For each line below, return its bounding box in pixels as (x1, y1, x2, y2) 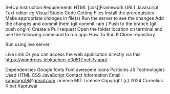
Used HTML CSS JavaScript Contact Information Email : (5, 72, 123, 78)
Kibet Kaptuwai (5, 83, 37, 89)
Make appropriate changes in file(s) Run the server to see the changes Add (5, 15, 164, 21)
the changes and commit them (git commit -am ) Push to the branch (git (5, 20, 157, 27)
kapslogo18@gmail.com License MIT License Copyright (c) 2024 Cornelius (5, 78, 163, 83)
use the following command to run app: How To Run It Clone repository (5, 32, 155, 37)
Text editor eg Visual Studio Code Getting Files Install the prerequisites (5, 10, 155, 16)
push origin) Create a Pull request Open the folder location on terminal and (5, 26, 163, 32)
